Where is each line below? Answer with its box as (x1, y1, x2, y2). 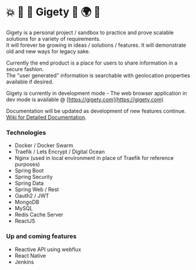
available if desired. (6, 78, 54, 85)
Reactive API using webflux (14, 246, 81, 253)
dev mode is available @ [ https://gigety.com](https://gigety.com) (6, 96, 164, 103)
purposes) (14, 161, 40, 168)
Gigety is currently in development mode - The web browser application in (6, 89, 187, 97)
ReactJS (14, 217, 35, 224)
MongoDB (14, 198, 40, 205)
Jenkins (14, 258, 34, 265)
